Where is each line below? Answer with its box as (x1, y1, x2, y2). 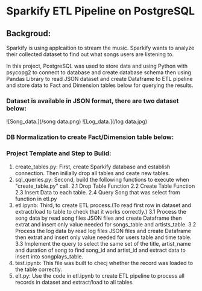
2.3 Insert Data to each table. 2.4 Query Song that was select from (14, 188, 180, 196)
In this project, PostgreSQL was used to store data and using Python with (6, 62, 188, 69)
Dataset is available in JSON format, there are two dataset (6, 97, 179, 105)
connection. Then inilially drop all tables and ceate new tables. (14, 169, 170, 176)
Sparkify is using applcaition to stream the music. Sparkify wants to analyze (6, 44, 195, 51)
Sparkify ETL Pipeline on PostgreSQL (6, 4, 195, 18)
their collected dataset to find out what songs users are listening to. (6, 51, 174, 58)
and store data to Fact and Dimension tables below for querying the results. (6, 82, 194, 89)
